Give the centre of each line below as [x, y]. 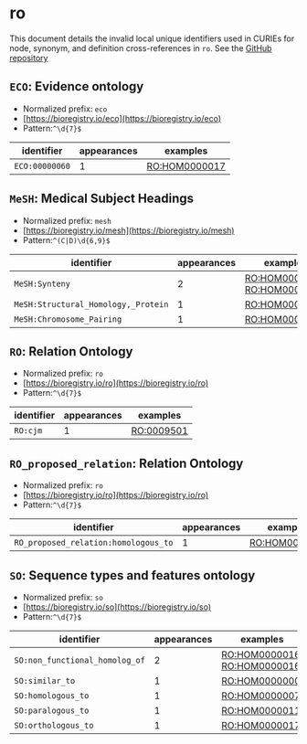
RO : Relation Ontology [71, 351]
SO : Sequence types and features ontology [132, 575]
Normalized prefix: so [63, 597]
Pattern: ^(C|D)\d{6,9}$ [66, 239]
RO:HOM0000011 [261, 711]
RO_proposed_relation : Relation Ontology [127, 463]
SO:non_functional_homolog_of [80, 660]
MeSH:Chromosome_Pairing [68, 319]
